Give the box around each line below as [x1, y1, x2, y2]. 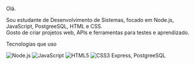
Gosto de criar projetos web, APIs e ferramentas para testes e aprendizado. [6, 29, 190, 36]
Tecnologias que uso [6, 41, 57, 47]
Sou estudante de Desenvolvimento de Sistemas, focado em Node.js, [6, 17, 174, 23]
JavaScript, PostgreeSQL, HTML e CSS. [6, 23, 103, 30]
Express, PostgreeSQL [111, 52, 166, 58]
